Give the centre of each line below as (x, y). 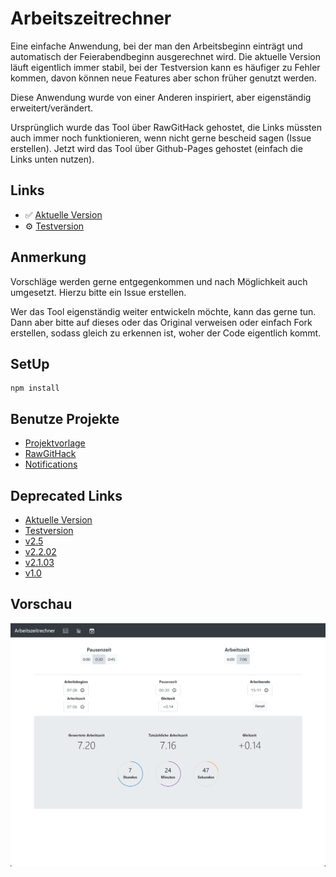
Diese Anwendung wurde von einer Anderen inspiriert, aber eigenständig (161, 97)
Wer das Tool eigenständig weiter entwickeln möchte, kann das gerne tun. (163, 311)
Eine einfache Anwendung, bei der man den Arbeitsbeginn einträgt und (156, 46)
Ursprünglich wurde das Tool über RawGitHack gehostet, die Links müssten (166, 127)
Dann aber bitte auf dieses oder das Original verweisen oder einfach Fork (161, 322)
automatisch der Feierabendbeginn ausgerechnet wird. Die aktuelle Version (165, 56)
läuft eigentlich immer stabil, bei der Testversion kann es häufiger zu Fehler (165, 67)
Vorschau (41, 604)
